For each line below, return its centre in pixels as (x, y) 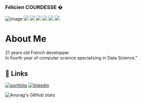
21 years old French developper (37, 52)
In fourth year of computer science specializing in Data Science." (71, 58)
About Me (26, 39)
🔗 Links (17, 74)
